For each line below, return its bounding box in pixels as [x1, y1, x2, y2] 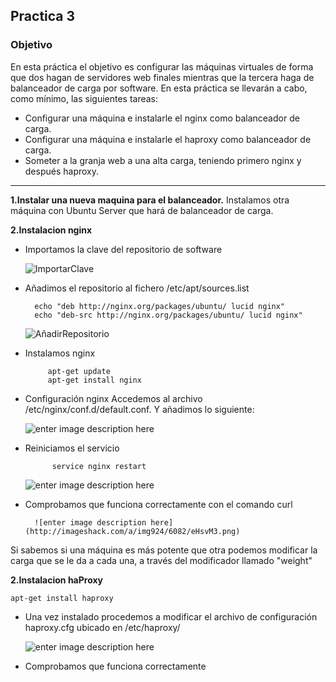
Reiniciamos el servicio [24, 442, 120, 454]
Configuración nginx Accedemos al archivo [24, 392, 203, 404]
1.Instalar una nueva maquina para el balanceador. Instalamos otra [10, 194, 290, 206]
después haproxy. [24, 165, 100, 177]
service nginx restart [51, 461, 147, 471]
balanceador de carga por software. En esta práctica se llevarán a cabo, [10, 82, 308, 94]
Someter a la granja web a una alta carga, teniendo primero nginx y [24, 154, 302, 166]
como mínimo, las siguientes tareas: [10, 92, 159, 104]
